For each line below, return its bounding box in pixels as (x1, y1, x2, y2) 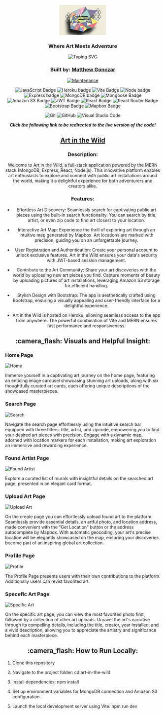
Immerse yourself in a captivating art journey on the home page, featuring (5, 373, 155, 378)
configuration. (12, 693, 41, 700)
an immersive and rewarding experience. (5, 442, 88, 448)
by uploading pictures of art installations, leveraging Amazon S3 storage (13, 277, 160, 283)
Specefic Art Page (5, 591, 50, 598)
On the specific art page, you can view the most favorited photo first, (5, 611, 145, 617)
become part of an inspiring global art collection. (5, 540, 104, 546)
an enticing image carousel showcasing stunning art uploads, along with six (5, 377, 159, 384)
